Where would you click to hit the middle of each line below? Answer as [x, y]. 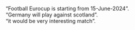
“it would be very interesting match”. [51, 21]
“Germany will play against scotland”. [52, 15]
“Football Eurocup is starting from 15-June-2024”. [67, 9]
